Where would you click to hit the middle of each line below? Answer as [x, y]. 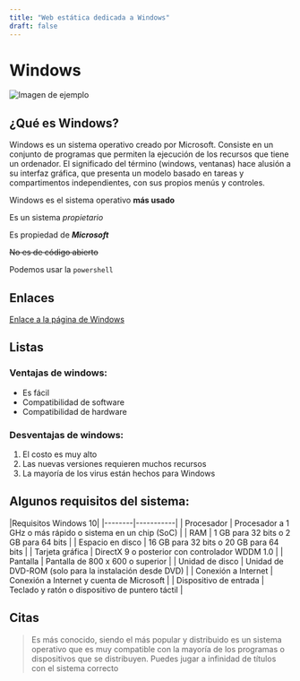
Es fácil [36, 392]
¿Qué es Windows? [64, 123]
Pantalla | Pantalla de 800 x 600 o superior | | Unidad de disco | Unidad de [146, 561]
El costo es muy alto [60, 454]
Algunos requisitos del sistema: [99, 501]
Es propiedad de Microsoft [59, 235]
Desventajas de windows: [66, 435]
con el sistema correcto [75, 668]
